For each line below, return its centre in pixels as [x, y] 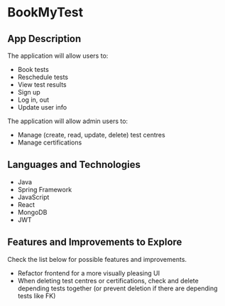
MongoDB [32, 212]
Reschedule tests [43, 77]
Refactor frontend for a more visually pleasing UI [89, 273]
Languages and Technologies [74, 165]
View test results [42, 85]
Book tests [33, 69]
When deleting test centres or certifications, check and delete [108, 280]
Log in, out [33, 100]
